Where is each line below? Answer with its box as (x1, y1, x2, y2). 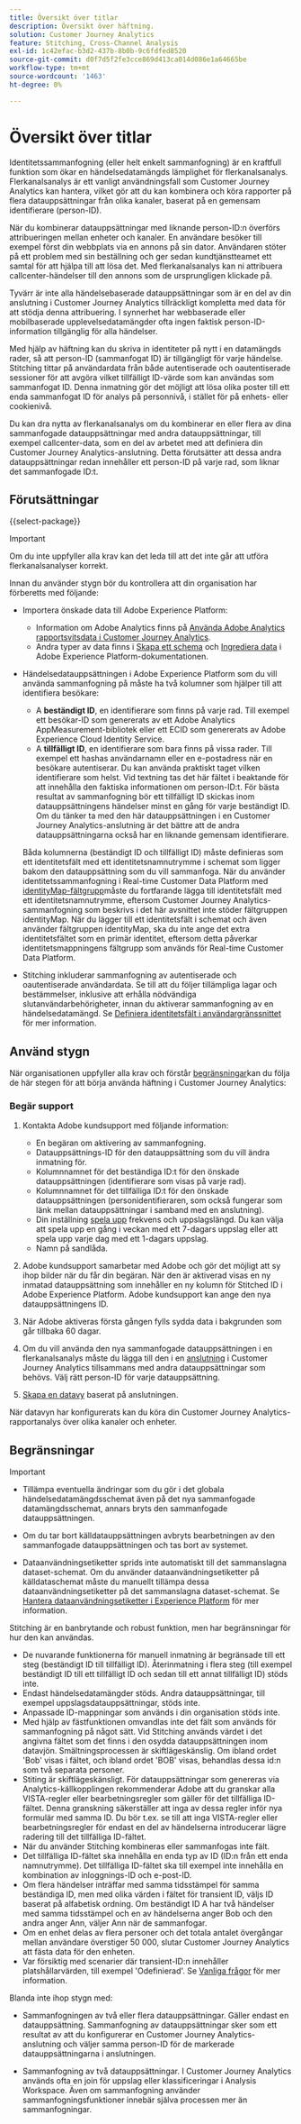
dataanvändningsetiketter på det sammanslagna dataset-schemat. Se (22, 1586, 280, 1597)
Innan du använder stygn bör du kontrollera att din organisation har (9, 578, 258, 588)
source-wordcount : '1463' (9, 72, 106, 81)
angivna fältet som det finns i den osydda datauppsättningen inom (22, 1736, 268, 1746)
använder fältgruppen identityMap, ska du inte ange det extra (22, 924, 250, 934)
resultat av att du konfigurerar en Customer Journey (22, 2029, 216, 2040)
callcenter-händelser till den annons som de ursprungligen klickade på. (9, 269, 272, 280)
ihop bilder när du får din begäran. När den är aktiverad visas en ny (22, 1270, 271, 1281)
